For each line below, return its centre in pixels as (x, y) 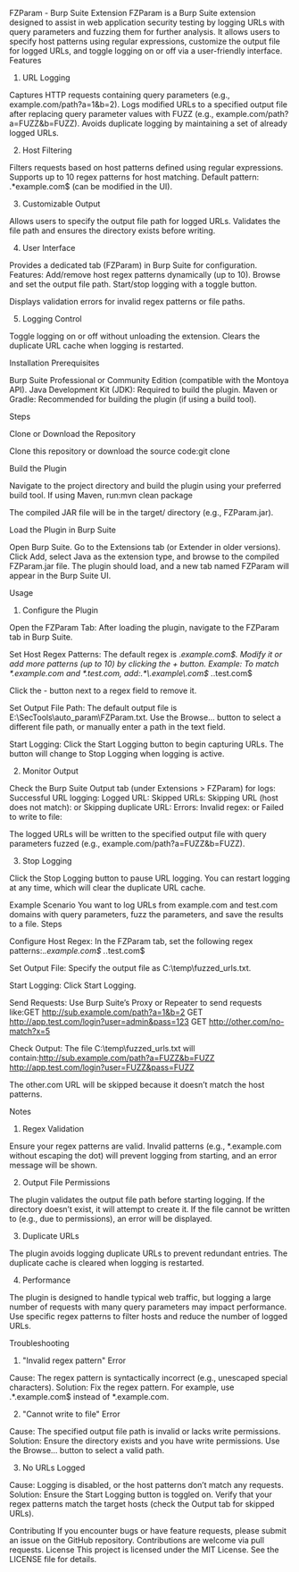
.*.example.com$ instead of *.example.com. (89, 1396)
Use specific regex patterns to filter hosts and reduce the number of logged (149, 1316)
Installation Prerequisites (54, 363)
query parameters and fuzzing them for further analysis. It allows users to (145, 32)
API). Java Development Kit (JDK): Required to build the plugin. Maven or (144, 389)
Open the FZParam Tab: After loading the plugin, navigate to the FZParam (144, 627)
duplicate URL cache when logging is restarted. (97, 346)
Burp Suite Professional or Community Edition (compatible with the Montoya (149, 380)
